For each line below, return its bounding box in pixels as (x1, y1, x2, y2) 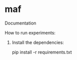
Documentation (4, 20, 36, 26)
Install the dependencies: (11, 39, 64, 45)
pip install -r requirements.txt (11, 49, 72, 55)
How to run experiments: (4, 29, 56, 35)
